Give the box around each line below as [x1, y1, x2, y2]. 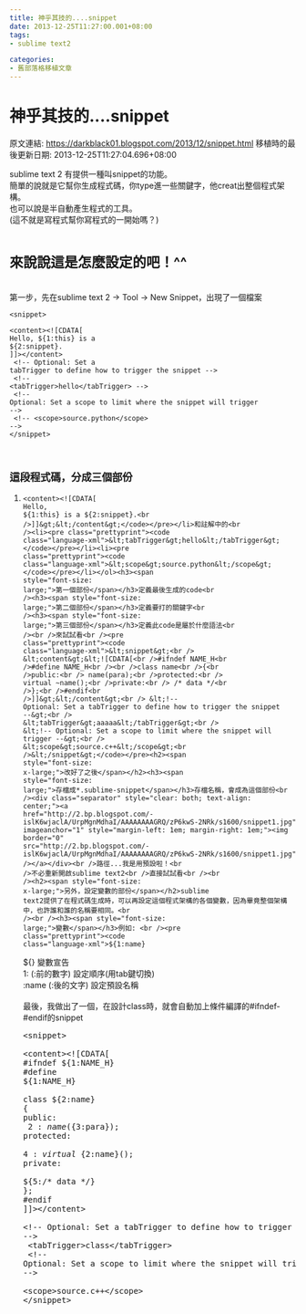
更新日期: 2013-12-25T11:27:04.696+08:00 [16, 149, 178, 160]
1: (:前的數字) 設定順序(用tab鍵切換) [22, 968, 155, 979]
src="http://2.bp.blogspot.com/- [22, 841, 150, 851]
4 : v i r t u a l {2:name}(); [22, 1149, 134, 1160]
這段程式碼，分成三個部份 [9, 471, 133, 484]
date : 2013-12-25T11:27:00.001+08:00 [9, 22, 153, 31]
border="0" [22, 834, 65, 843]
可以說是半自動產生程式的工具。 [16, 203, 138, 214]
